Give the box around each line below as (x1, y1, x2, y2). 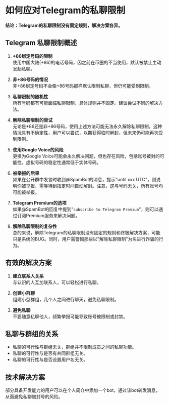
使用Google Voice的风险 (12, 146, 64, 152)
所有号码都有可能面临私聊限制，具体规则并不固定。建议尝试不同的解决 (12, 100, 159, 106)
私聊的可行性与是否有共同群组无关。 (12, 350, 88, 356)
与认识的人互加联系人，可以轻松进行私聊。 (12, 279, 101, 285)
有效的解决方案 (5, 259, 52, 267)
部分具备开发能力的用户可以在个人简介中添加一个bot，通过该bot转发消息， (5, 387, 160, 393)
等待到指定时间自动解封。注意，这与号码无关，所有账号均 (43, 183, 163, 189)
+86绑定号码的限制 (12, 53, 53, 59)
